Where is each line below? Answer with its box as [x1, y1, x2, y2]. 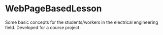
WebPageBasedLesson [5, 3, 102, 14]
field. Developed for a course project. [5, 24, 81, 30]
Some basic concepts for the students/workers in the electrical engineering [5, 19, 159, 25]
